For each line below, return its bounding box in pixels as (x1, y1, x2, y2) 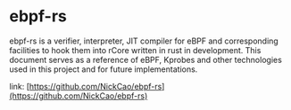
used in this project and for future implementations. (9, 64, 198, 75)
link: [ (9, 81, 29, 91)
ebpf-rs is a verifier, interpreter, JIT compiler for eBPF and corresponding (9, 35, 279, 46)
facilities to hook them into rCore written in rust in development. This (9, 44, 262, 55)
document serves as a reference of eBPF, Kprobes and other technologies (9, 54, 283, 65)
